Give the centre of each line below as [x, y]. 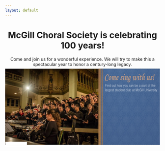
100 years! [82, 45]
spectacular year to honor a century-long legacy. [82, 64]
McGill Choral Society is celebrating [82, 35]
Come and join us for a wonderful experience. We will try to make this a [82, 59]
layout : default [22, 10]
